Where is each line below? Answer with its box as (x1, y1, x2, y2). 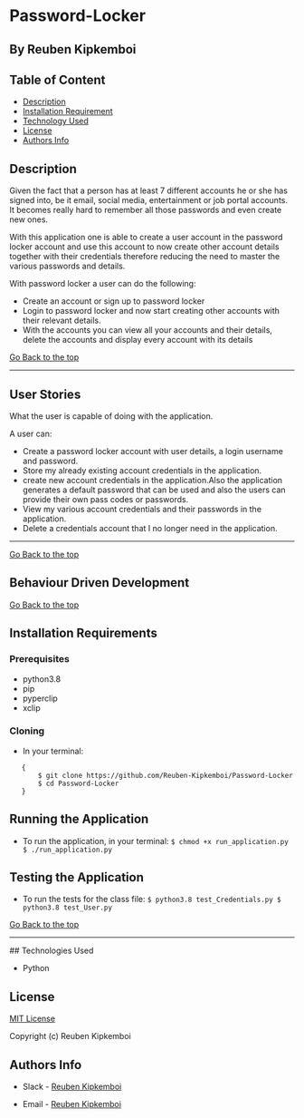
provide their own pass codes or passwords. (22, 494, 189, 505)
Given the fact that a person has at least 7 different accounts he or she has (9, 185, 288, 196)
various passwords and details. (9, 260, 126, 272)
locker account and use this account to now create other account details (9, 241, 280, 252)
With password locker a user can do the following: (9, 278, 196, 289)
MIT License (9, 1013, 56, 1025)
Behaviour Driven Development (9, 575, 190, 590)
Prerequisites (9, 653, 70, 666)
